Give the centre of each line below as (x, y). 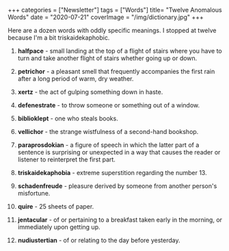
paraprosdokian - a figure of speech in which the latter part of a (108, 145)
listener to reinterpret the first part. (66, 159)
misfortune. (34, 193)
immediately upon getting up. (59, 227)
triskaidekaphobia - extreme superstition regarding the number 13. (112, 173)
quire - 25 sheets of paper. (56, 207)
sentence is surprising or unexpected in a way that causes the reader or (119, 152)
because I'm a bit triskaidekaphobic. (59, 38)
